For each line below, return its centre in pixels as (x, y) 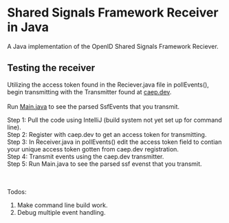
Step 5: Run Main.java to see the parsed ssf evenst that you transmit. (105, 164)
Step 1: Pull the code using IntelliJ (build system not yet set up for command (115, 120)
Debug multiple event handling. (61, 212)
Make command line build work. (62, 205)
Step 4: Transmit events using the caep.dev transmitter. (86, 156)
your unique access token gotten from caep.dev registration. (93, 149)
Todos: (17, 191)
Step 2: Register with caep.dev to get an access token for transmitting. (107, 134)
